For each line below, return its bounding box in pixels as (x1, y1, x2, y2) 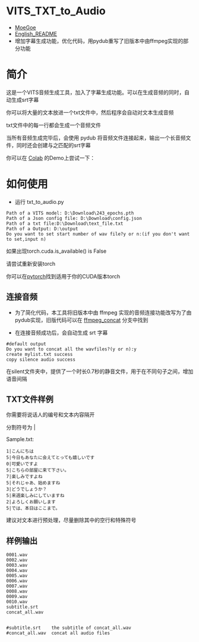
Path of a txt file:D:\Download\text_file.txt (6, 221, 124, 227)
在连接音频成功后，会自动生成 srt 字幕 (14, 329, 108, 336)
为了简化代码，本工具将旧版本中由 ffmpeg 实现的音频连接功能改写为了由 (14, 309, 192, 316)
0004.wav (6, 567, 28, 573)
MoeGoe (14, 24, 37, 31)
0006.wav (6, 578, 28, 584)
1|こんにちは (6, 448, 34, 454)
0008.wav (6, 588, 28, 594)
